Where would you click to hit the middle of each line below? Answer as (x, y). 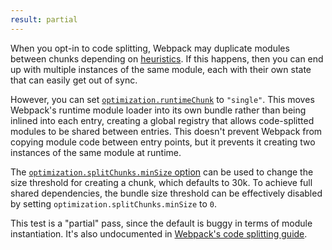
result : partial (44, 19)
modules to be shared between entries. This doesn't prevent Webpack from (166, 131)
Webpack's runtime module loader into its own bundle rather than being (158, 110)
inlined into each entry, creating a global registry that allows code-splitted (162, 120)
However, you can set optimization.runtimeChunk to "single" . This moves (162, 99)
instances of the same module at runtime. (96, 152)
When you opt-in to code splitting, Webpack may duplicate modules (150, 48)
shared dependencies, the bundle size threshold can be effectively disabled (166, 193)
